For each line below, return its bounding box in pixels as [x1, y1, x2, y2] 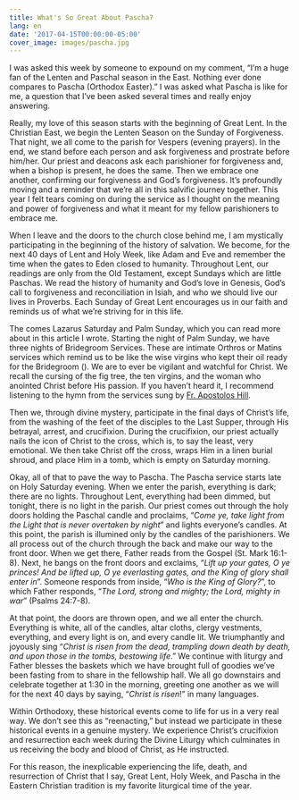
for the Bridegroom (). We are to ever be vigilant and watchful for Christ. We [9, 361, 288, 372]
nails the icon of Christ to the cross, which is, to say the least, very [9, 435, 254, 447]
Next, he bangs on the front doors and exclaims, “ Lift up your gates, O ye [21, 558, 291, 568]
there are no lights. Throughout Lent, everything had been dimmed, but [9, 491, 270, 501]
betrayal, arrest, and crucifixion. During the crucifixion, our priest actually [9, 426, 279, 437]
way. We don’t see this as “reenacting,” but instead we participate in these [9, 716, 283, 727]
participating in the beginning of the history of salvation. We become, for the [9, 240, 291, 250]
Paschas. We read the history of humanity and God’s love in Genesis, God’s [9, 278, 286, 289]
